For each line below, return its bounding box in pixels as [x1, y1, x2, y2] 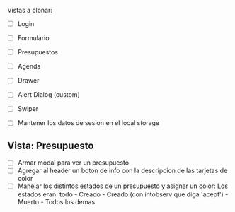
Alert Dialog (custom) [17, 90, 80, 99]
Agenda [17, 62, 41, 71]
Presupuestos [17, 48, 59, 57]
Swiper [17, 105, 39, 113]
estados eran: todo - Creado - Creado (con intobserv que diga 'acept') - [17, 190, 229, 199]
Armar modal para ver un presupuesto [17, 158, 130, 167]
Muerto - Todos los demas [17, 197, 96, 206]
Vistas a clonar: [7, 6, 53, 14]
